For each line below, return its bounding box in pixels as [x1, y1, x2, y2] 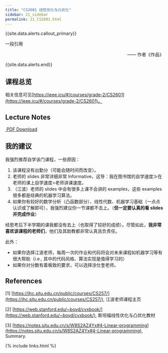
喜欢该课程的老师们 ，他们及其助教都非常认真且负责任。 [5, 228, 120, 234]
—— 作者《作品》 [127, 51, 164, 58]
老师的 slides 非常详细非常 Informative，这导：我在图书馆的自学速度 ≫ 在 [12, 173, 162, 179]
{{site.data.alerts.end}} [5, 61, 53, 68]
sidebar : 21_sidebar [5, 12, 49, 17]
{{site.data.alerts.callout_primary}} [5, 31, 77, 37]
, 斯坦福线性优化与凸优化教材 [95, 312, 155, 318]
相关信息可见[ [5, 92, 34, 98]
